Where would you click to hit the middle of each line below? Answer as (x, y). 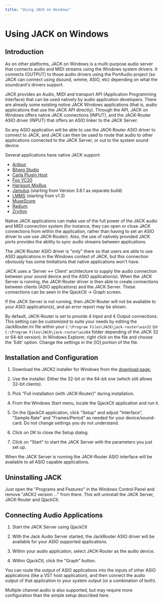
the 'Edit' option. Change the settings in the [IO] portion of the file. (72, 342)
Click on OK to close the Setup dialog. (50, 433)
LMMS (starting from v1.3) (38, 196)
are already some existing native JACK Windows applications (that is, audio (81, 105)
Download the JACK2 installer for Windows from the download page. (82, 369)
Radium (20, 206)
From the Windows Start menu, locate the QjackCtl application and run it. (86, 403)
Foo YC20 (22, 180)
